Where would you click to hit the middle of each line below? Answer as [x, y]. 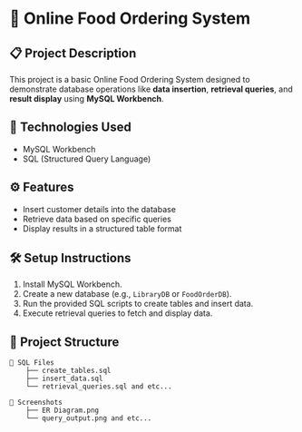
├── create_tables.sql [68, 371]
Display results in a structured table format [102, 228]
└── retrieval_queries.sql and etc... [99, 387]
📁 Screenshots [36, 403]
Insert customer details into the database [99, 209]
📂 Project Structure [64, 342]
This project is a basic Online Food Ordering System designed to [130, 79]
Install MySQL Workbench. [72, 284]
